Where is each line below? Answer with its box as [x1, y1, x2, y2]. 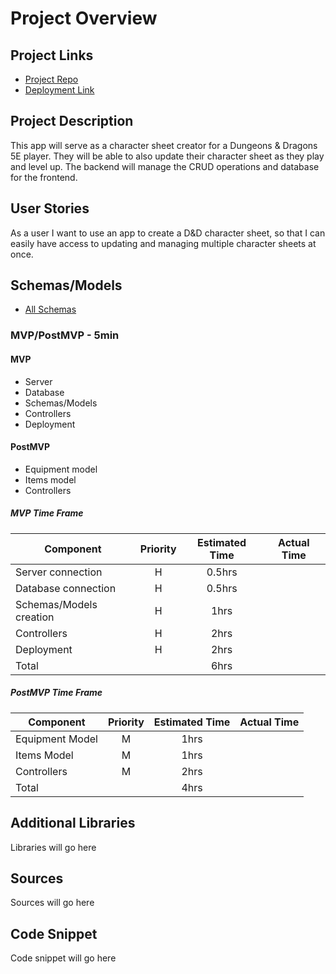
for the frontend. [10, 171, 78, 183]
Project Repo [24, 73, 79, 85]
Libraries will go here [10, 841, 97, 853]
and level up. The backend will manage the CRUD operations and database [10, 160, 320, 172]
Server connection [15, 565, 103, 579]
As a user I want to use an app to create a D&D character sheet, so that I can [10, 227, 326, 239]
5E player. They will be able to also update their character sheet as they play [10, 150, 325, 162]
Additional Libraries [10, 815, 136, 832]
